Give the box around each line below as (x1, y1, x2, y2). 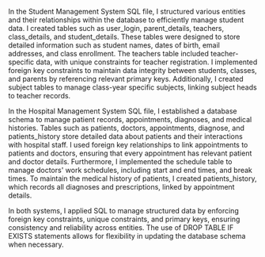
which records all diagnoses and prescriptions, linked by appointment (8, 182, 235, 191)
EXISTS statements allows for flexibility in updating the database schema (8, 232, 246, 240)
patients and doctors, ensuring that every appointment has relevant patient (8, 148, 252, 158)
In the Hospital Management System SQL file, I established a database (8, 106, 237, 116)
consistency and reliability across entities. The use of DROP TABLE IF (8, 223, 234, 232)
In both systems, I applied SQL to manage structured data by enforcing (8, 206, 239, 215)
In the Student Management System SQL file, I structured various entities (8, 7, 246, 16)
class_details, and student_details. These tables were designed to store (8, 32, 240, 41)
